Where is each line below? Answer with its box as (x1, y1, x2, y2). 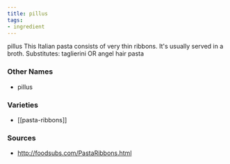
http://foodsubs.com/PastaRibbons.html (17, 149, 132, 157)
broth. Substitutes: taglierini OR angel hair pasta (7, 49, 145, 58)
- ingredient (7, 23, 45, 30)
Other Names (7, 67, 54, 76)
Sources (7, 133, 36, 142)
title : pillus (7, 10, 49, 17)
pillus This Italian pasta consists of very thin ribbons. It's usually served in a (7, 42, 224, 51)
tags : (7, 17, 23, 24)
